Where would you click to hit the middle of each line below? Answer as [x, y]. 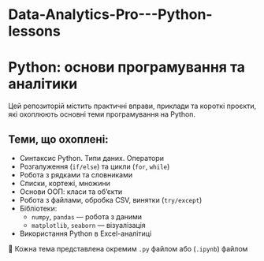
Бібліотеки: [38, 208]
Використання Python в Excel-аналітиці [86, 233]
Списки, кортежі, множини [65, 183]
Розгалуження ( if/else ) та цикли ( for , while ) [95, 166]
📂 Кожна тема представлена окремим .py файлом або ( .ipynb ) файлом [128, 248]
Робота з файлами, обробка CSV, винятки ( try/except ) [111, 199]
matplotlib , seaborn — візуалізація [88, 225]
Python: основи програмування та [127, 67]
